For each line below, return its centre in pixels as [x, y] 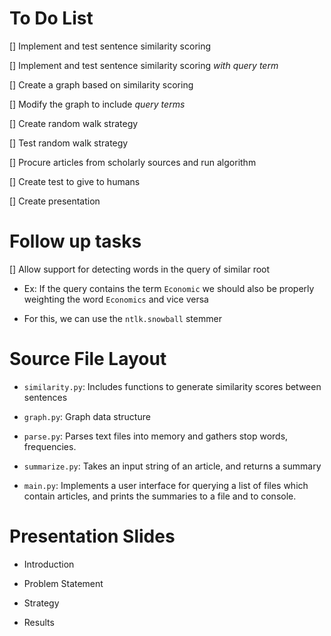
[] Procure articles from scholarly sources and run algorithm [133, 162]
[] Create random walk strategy [74, 123]
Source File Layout [88, 359]
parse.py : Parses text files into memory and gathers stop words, [156, 436]
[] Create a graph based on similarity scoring [101, 84]
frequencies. [50, 446]
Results [39, 622]
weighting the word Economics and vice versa [116, 299]
